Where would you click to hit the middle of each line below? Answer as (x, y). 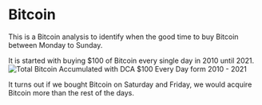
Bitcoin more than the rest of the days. (71, 92)
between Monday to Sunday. (56, 45)
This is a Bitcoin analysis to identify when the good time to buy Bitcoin (123, 37)
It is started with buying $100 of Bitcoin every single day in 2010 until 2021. (131, 60)
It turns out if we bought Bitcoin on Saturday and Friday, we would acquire (130, 84)
